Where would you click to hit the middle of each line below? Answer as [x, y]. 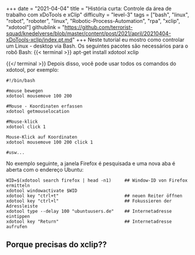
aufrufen [17, 227]
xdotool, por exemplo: [33, 70]
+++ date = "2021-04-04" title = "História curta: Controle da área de [89, 9]
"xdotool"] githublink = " [36, 27]
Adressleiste [22, 206]
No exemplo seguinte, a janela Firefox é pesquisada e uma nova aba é [91, 163]
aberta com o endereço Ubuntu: [45, 170]
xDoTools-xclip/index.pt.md [39, 40]
